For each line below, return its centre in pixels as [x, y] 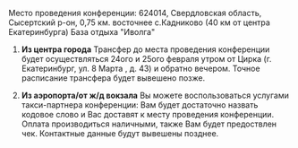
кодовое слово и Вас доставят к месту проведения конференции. [148, 114]
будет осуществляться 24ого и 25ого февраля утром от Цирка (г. [146, 59]
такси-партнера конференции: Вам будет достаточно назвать [140, 105]
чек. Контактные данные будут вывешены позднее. [120, 133]
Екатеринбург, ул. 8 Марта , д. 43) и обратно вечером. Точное [140, 68]
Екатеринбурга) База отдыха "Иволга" [82, 32]
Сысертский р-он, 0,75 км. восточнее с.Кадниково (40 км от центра [139, 22]
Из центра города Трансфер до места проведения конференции [145, 49]
